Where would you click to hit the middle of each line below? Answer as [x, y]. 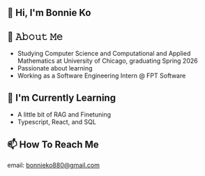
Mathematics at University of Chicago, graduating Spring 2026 [107, 61]
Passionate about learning [55, 68]
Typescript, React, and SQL [56, 122]
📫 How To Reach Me [53, 145]
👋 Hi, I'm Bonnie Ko [49, 13]
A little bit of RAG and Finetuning [64, 115]
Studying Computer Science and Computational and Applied [104, 54]
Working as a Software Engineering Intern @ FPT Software [101, 76]
